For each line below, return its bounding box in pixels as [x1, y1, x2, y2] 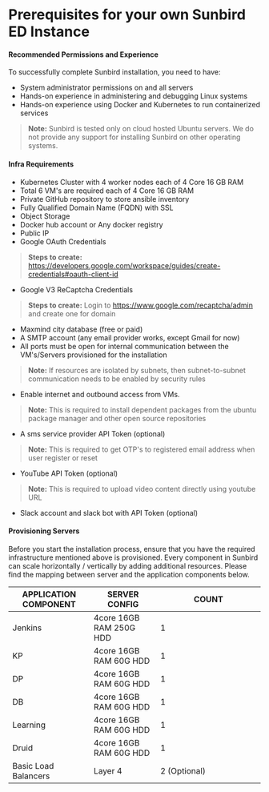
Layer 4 [93, 765, 122, 776]
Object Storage [19, 211, 70, 221]
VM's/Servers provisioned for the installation [19, 350, 168, 360]
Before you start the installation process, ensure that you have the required [8, 544, 255, 553]
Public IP [19, 228, 50, 238]
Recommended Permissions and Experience [8, 50, 159, 59]
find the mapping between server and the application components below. [8, 569, 250, 579]
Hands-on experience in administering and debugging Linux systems [19, 91, 248, 101]
